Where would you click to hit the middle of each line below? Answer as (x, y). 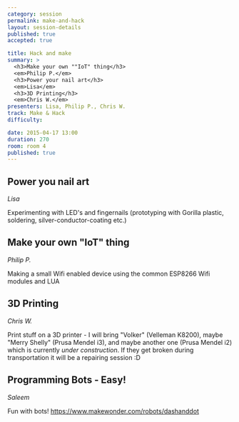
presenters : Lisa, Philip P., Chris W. (67, 107)
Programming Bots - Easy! (67, 380)
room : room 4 (27, 146)
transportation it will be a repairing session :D (74, 357)
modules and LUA (34, 281)
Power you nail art (49, 182)
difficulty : (25, 120)
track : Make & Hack (36, 114)
